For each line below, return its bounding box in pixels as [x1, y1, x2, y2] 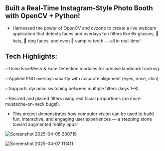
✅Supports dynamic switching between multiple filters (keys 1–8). [5, 85, 141, 91]
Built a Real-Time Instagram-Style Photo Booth [5, 4, 153, 12]
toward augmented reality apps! [12, 121, 78, 127]
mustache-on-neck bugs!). [5, 101, 61, 107]
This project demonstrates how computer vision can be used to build [12, 111, 154, 117]
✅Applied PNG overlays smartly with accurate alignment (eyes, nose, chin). [5, 75, 160, 81]
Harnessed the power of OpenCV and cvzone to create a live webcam [12, 25, 157, 31]
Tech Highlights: [5, 52, 58, 61]
